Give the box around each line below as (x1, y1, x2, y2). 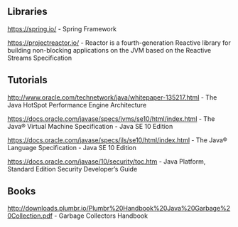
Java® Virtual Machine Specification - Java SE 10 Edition (7, 122, 173, 130)
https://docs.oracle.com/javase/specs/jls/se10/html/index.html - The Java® (7, 135, 227, 144)
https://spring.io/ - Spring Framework (7, 24, 117, 33)
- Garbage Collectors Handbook (54, 211, 148, 220)
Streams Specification (7, 53, 72, 62)
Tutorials (7, 74, 48, 86)
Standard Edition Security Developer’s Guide (7, 164, 138, 173)
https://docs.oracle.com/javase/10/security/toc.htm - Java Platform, (7, 157, 206, 166)
